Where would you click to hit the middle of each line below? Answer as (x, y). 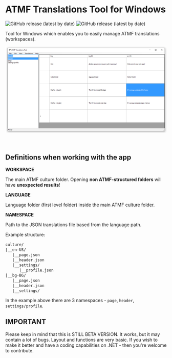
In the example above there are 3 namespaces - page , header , (70, 300)
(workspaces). (20, 39)
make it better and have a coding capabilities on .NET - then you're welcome (86, 345)
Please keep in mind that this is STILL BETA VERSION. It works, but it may (83, 334)
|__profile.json (36, 270)
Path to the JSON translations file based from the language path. (73, 225)
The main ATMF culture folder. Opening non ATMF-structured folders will (83, 179)
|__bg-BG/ (16, 275)
